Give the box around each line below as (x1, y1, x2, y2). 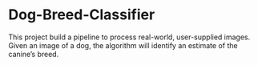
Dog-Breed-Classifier (8, 6, 155, 24)
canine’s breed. (8, 49, 59, 59)
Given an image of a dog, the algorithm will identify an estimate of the (8, 40, 238, 50)
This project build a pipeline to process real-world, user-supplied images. (8, 32, 251, 42)
